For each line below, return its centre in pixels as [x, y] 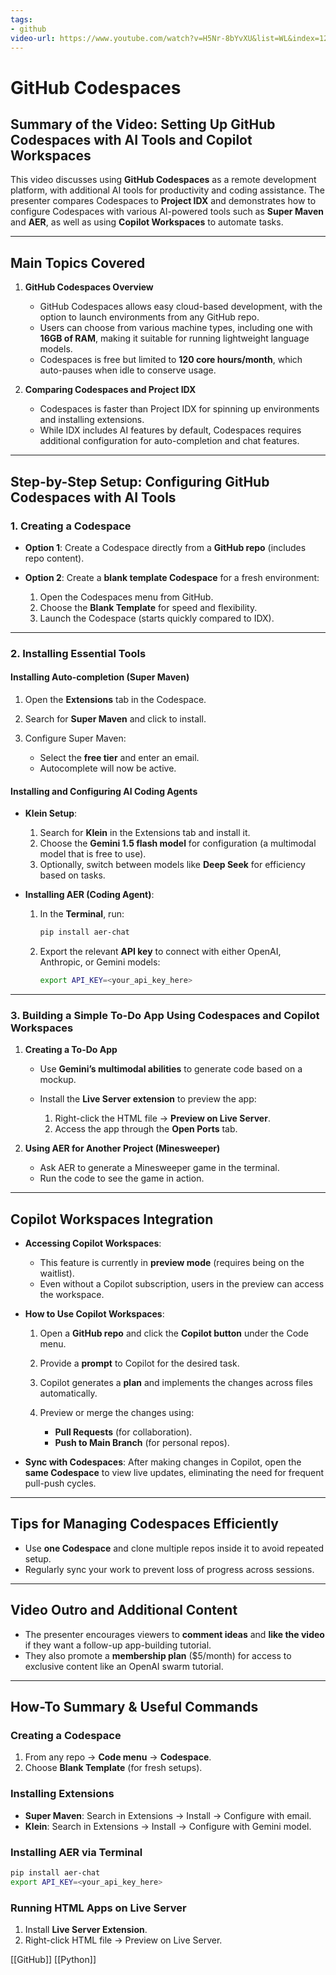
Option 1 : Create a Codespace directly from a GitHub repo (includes [165, 547]
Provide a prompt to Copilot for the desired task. [139, 1363]
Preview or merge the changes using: [117, 1413]
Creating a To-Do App [71, 1050]
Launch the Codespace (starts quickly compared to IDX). [157, 618]
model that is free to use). [93, 854]
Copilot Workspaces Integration [112, 1219]
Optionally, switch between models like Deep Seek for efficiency [172, 865]
